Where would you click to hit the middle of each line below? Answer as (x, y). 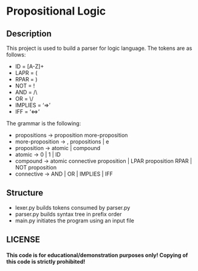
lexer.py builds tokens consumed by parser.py (73, 207)
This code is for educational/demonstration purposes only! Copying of (97, 255)
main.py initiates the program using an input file (75, 221)
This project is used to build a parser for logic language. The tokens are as (99, 48)
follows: (16, 55)
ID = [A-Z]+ (29, 66)
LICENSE (23, 240)
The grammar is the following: (44, 123)
